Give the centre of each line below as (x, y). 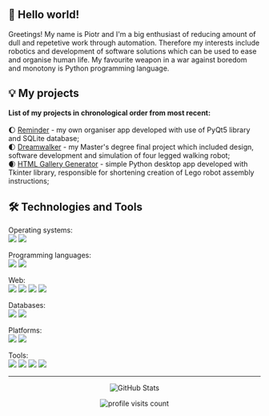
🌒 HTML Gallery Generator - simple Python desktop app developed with (128, 164)
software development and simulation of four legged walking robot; (119, 155)
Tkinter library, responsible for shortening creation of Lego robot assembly (131, 172)
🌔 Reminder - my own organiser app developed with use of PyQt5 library (129, 130)
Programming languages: (50, 255)
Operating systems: (41, 230)
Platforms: (25, 330)
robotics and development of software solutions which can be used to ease (132, 51)
